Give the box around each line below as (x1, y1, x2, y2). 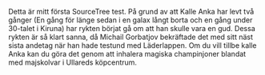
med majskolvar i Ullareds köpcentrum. (8, 57, 138, 67)
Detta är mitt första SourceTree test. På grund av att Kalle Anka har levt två (8, 7, 255, 16)
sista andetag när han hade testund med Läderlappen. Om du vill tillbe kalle (8, 41, 257, 50)
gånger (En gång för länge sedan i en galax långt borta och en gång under (8, 15, 253, 25)
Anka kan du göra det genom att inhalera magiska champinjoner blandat (8, 49, 247, 58)
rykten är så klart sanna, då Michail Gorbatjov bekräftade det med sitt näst (8, 32, 254, 41)
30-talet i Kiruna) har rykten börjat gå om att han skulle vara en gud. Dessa (8, 24, 256, 33)
